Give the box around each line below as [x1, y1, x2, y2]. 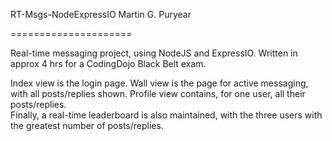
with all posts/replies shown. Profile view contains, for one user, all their [10, 88, 306, 99]
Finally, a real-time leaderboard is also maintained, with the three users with [10, 109, 323, 121]
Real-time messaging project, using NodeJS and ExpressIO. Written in [10, 47, 298, 59]
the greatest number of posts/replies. [10, 120, 164, 131]
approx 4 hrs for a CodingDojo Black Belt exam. [10, 58, 207, 69]
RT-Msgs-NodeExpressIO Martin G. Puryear [10, 9, 192, 20]
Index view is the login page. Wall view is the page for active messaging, [10, 77, 309, 89]
